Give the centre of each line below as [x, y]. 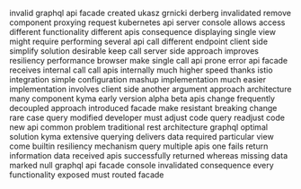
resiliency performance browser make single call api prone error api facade [149, 60]
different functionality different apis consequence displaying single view [143, 32]
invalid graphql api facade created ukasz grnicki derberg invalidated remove [150, 13]
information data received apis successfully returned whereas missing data [149, 155]
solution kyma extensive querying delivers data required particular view [142, 137]
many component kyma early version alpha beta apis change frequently [142, 99]
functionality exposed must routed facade [87, 175]
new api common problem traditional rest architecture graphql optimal [138, 127]
